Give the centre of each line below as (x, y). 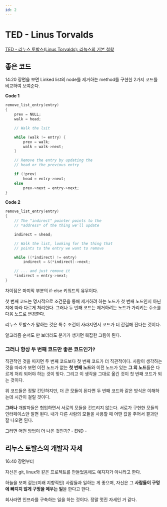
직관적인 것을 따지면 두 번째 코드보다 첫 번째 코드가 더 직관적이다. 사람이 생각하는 (84, 361)
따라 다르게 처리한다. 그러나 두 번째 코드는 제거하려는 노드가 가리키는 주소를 (88, 307)
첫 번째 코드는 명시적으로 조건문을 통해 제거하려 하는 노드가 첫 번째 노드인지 (78, 301)
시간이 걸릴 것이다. (32, 397)
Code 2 (13, 202)
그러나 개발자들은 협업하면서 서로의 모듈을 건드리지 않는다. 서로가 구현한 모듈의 (82, 408)
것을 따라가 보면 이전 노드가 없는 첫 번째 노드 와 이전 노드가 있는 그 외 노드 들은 (80, 367)
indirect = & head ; (33, 234)
